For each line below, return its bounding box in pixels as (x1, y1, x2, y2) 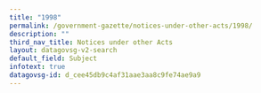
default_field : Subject (9, 54, 98, 63)
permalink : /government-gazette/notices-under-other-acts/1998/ (9, 21, 253, 30)
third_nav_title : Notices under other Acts (9, 37, 174, 47)
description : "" (9, 29, 69, 38)
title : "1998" (9, 12, 62, 22)
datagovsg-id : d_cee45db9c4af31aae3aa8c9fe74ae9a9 (9, 71, 201, 80)
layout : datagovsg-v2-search (9, 46, 118, 55)
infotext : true (9, 63, 66, 72)
